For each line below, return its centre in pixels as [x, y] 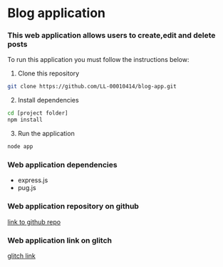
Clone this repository [48, 73]
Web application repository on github [73, 206]
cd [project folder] [38, 113]
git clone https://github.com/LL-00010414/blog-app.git [92, 87]
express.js [33, 180]
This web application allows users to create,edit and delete [111, 36]
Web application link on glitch [60, 240]
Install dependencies [48, 100]
